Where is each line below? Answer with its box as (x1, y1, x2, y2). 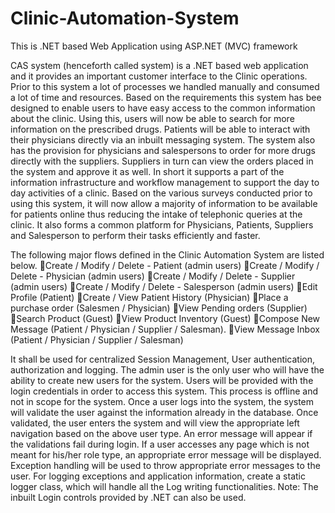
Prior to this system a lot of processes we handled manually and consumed (10, 80, 320, 92)
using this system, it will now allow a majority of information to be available (10, 197, 318, 209)
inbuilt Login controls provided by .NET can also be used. (10, 491, 247, 503)
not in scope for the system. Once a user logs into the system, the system (10, 395, 315, 407)
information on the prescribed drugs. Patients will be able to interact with (10, 123, 311, 135)
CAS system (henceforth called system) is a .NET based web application (10, 59, 309, 71)
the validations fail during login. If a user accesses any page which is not (10, 438, 310, 450)
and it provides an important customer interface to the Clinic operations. (10, 70, 308, 82)
